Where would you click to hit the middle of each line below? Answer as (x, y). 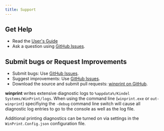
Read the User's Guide (35, 41)
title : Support (21, 10)
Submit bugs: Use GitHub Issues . (46, 73)
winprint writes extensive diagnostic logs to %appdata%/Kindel (68, 93)
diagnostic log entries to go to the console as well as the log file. (70, 109)
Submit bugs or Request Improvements (66, 62)
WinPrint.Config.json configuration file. (46, 124)
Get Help (19, 30)
